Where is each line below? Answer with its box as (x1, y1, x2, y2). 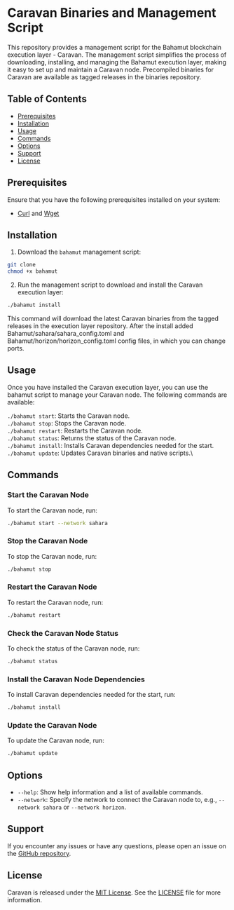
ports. (7, 344, 25, 352)
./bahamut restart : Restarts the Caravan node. (7, 426, 144, 435)
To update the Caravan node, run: (7, 736, 105, 745)
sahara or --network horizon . (43, 803, 127, 811)
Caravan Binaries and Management (7, 5, 216, 21)
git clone (7, 262, 36, 269)
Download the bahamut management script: (17, 247, 142, 257)
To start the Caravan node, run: (7, 506, 98, 515)
